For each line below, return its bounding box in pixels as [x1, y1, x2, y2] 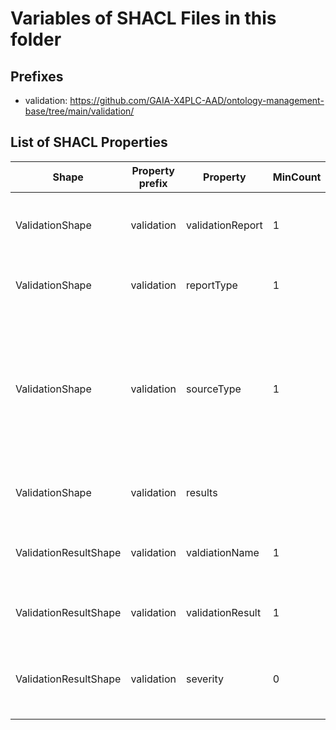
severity [185, 672, 225, 686]
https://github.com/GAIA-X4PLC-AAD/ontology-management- [69, 95, 325, 106]
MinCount [272, 170, 322, 184]
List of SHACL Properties [10, 134, 168, 151]
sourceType [185, 382, 242, 396]
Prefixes [10, 68, 64, 85]
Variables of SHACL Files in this [10, 7, 277, 30]
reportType [185, 278, 238, 292]
